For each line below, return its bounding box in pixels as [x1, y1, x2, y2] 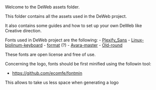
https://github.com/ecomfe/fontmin [12, 70, 83, 76]
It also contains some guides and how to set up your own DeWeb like [5, 23, 142, 28]
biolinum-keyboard [5, 42, 43, 48]
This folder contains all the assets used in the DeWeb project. [5, 13, 127, 19]
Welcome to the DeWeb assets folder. [5, 4, 80, 10]
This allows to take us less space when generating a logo [5, 79, 119, 85]
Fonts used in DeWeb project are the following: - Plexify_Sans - [5, 37, 130, 43]
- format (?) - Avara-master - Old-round [43, 42, 123, 48]
